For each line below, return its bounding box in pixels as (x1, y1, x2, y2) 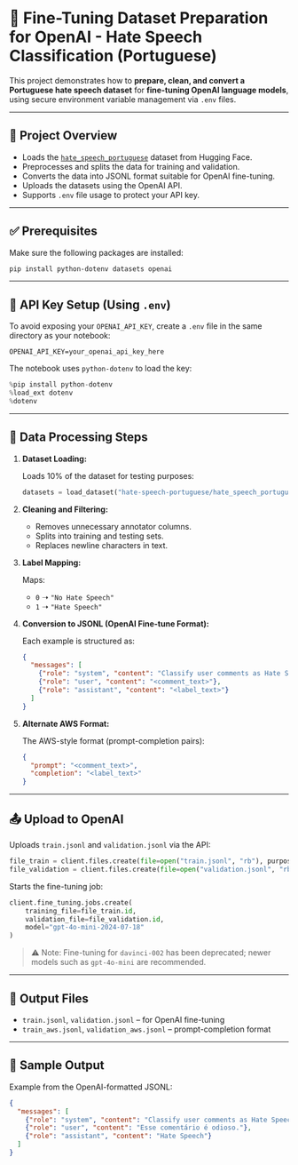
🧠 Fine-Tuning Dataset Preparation (9, 8, 269, 28)
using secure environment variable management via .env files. (9, 93, 237, 105)
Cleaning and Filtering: (21, 504, 109, 515)
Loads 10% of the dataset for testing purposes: (21, 470, 195, 481)
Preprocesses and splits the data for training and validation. (21, 161, 240, 172)
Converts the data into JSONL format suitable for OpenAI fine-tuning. (21, 171, 276, 181)
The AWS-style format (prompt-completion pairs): (21, 735, 206, 746)
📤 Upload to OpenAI (9, 811, 124, 826)
